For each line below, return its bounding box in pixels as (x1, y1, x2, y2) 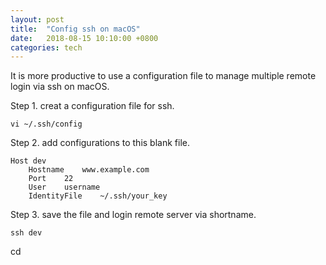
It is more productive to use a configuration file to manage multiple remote (10, 70, 317, 82)
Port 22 (28, 174, 74, 184)
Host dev (10, 156, 47, 166)
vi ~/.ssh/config (10, 119, 83, 130)
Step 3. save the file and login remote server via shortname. (10, 209, 257, 221)
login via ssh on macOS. (10, 81, 110, 93)
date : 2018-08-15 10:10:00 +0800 (10, 33, 159, 43)
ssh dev (10, 228, 43, 238)
